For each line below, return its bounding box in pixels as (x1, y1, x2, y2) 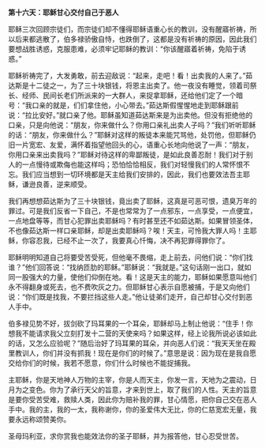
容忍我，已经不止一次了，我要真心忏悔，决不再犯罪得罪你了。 (28, 236, 230, 245)
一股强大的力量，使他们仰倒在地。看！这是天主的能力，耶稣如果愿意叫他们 (14, 273, 257, 281)
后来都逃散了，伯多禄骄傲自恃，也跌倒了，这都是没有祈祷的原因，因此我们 (14, 35, 257, 43)
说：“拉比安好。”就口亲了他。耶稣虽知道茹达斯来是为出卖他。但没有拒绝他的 (8, 111, 253, 119)
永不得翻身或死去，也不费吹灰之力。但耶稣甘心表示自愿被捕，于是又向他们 (8, 282, 250, 292)
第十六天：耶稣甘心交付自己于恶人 (8, 8, 119, 17)
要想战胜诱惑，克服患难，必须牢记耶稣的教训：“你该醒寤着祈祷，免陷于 (8, 44, 240, 54)
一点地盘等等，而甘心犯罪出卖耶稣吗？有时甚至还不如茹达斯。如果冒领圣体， (8, 216, 257, 225)
